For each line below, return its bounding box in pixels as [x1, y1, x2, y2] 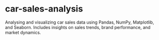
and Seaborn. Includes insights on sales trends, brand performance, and [5, 24, 151, 30]
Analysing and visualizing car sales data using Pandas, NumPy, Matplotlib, [5, 19, 155, 25]
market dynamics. [5, 29, 41, 35]
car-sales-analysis [5, 3, 83, 14]
